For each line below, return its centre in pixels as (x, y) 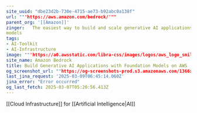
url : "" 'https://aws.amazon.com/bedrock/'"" (61, 17)
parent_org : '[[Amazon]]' (38, 22)
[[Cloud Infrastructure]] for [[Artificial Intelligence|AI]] (71, 104)
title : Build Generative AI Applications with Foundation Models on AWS (97, 66)
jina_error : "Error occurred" (43, 82)
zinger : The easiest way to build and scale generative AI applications (99, 28)
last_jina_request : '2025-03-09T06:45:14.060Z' (65, 76)
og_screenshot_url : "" (34, 71)
